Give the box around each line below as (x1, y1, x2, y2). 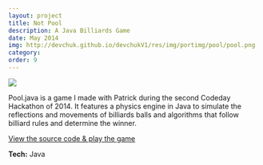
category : (8, 49, 42, 57)
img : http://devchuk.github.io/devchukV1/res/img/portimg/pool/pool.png (8, 41, 256, 49)
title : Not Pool (8, 19, 62, 27)
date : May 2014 (8, 33, 59, 42)
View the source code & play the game (8, 133, 136, 143)
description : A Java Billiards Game (8, 26, 130, 34)
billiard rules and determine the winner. (8, 118, 137, 128)
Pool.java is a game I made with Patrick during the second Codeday (8, 92, 231, 102)
